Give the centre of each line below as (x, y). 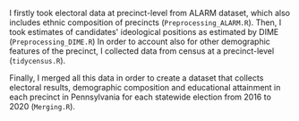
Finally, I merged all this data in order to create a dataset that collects (137, 78)
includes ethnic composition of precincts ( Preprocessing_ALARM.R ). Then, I (145, 22)
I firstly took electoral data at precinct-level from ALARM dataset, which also (150, 13)
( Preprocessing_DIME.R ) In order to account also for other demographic (140, 41)
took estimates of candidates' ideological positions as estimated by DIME (144, 32)
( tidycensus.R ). (38, 60)
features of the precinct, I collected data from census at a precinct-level (142, 51)
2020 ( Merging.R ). (43, 106)
